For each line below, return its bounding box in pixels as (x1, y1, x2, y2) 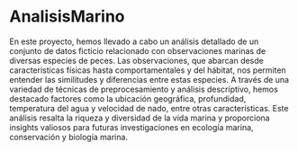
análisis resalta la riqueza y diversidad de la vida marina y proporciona (9, 112, 270, 123)
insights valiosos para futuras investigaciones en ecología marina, (9, 121, 254, 132)
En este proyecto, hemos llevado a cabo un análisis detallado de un (9, 36, 259, 47)
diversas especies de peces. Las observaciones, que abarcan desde (9, 55, 264, 66)
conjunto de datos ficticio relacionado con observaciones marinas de (9, 45, 266, 56)
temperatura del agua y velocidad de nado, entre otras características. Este (9, 102, 289, 113)
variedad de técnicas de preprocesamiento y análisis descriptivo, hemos (9, 84, 279, 94)
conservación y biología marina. (9, 131, 129, 142)
